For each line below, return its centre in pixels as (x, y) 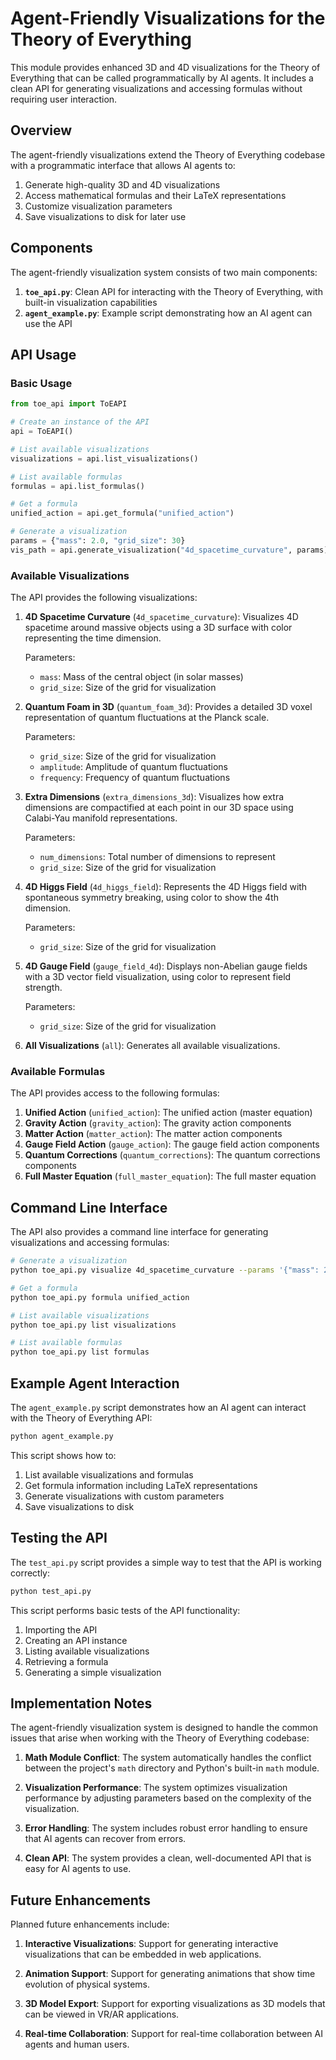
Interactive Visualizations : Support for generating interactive (151, 1944)
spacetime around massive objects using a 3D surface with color (158, 628)
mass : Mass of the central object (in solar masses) (141, 677)
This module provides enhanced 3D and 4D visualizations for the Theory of (165, 67)
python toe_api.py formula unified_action (100, 1297)
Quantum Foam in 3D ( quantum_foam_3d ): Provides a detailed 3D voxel (168, 707)
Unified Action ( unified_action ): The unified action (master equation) (168, 1113)
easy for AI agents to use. (78, 1869)
